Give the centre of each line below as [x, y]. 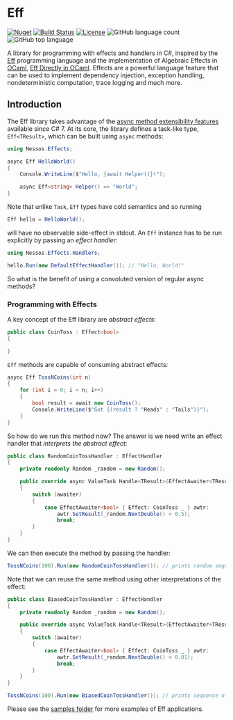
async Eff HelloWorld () [42, 162]
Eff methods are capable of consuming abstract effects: [88, 364]
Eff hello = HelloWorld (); [46, 219]
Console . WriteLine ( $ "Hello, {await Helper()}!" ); [93, 174]
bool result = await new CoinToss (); [86, 403]
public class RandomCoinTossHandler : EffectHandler [85, 456]
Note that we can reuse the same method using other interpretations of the [114, 579]
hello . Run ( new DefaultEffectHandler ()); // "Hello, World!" [96, 265]
